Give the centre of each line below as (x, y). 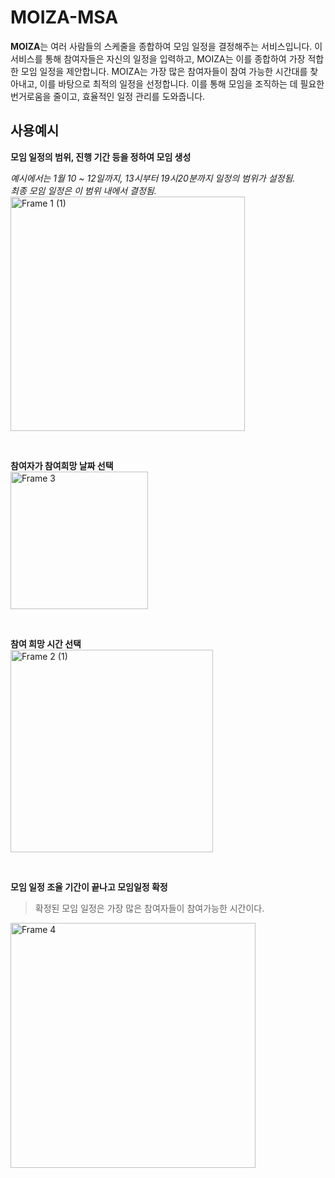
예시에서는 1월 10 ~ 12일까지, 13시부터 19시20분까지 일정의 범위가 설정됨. (153, 178)
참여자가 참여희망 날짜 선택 (62, 465)
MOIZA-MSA (64, 17)
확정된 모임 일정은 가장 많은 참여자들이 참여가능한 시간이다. (149, 908)
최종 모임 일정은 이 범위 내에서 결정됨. (83, 190)
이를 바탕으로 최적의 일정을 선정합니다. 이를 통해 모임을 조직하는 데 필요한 (182, 83)
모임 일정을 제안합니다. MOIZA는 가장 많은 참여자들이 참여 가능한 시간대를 (164, 71)
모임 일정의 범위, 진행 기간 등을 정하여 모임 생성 (101, 157)
